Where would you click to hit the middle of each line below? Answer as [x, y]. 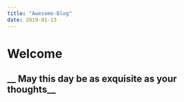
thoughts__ [32, 90]
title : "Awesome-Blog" [40, 13]
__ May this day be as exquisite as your [92, 79]
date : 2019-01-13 [32, 20]
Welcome [35, 54]
